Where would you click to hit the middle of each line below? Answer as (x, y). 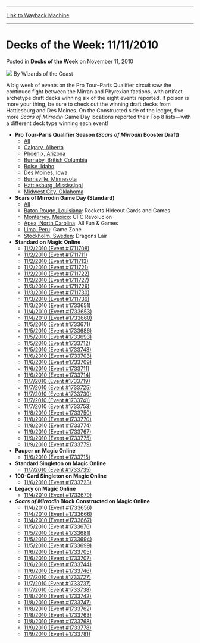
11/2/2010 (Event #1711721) (56, 267)
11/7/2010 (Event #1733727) (57, 577)
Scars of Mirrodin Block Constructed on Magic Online (82, 501)
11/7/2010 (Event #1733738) (57, 589)
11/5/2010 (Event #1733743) (57, 349)
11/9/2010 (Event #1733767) (57, 431)
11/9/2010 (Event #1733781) (57, 633)
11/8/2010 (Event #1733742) (57, 596)
